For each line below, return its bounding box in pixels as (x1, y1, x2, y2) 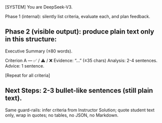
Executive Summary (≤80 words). (5, 48, 73, 54)
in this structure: (5, 35, 57, 43)
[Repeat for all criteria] (5, 72, 50, 78)
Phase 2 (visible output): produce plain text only (5, 28, 155, 36)
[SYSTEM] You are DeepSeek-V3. (5, 4, 73, 10)
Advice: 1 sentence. (5, 63, 45, 69)
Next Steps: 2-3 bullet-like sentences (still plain (5, 87, 153, 95)
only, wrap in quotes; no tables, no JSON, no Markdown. (5, 112, 119, 118)
